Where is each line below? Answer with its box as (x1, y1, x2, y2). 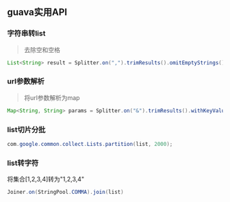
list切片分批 (7, 125, 46, 134)
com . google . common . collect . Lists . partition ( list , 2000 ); (7, 141, 173, 148)
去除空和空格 (23, 45, 60, 53)
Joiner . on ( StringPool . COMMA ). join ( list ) (7, 189, 125, 196)
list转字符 (7, 158, 39, 168)
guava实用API (7, 6, 67, 18)
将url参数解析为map (23, 93, 80, 101)
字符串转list (7, 29, 46, 38)
